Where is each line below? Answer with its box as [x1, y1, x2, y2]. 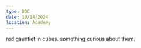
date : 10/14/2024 [6, 14, 49, 20]
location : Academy [6, 19, 51, 25]
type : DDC [6, 8, 30, 15]
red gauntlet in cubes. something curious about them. [6, 36, 136, 43]
